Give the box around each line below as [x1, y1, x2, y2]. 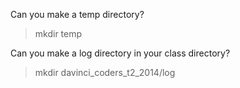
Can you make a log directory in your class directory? [10, 47, 231, 59]
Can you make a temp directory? [10, 9, 145, 20]
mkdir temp [34, 28, 83, 39]
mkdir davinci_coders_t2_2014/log [34, 67, 176, 78]
